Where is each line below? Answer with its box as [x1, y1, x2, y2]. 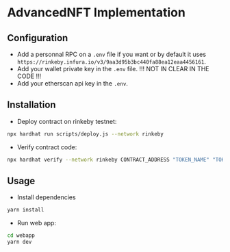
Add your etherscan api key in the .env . [16, 79, 129, 87]
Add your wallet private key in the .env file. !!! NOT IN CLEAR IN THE [16, 65, 210, 73]
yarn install [7, 207, 44, 214]
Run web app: [16, 219, 57, 227]
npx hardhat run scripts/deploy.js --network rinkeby [7, 130, 164, 138]
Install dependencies [16, 193, 77, 201]
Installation [7, 99, 56, 111]
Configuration [7, 32, 68, 44]
